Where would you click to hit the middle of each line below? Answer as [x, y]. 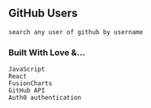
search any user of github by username [76, 32]
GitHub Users [43, 13]
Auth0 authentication [45, 98]
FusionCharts [30, 84]
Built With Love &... [47, 52]
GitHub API [27, 91]
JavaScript [27, 69]
